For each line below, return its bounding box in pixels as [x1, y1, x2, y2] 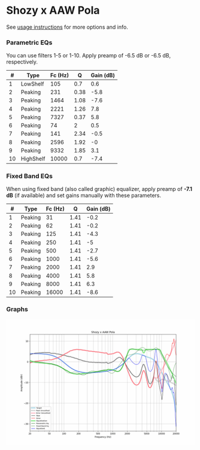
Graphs [6, 305, 28, 314]
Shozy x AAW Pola [6, 4, 100, 17]
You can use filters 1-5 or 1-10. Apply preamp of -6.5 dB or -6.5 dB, [6, 52, 171, 59]
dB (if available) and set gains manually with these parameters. [6, 192, 162, 199]
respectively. [6, 58, 38, 66]
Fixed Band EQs [6, 172, 53, 180]
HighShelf [20, 155, 46, 162]
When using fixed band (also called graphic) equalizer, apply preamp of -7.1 [6, 186, 193, 193]
